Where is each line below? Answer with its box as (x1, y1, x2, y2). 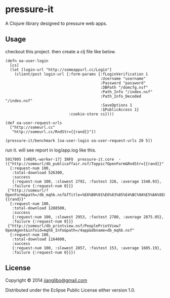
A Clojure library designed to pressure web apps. (5, 20, 108, 26)
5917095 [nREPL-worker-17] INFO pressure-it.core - (5, 157, 121, 162)
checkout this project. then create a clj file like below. (5, 48, 116, 54)
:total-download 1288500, (12, 205, 67, 211)
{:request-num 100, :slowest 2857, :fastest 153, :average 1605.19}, (12, 245, 162, 250)
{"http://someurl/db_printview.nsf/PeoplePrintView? (7, 223, 121, 229)
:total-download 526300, (12, 170, 65, 175)
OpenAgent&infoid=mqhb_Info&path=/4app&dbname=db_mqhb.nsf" (5, 228, 135, 233)
